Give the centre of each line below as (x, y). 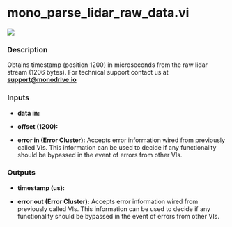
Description (28, 49)
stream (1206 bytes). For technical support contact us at (88, 72)
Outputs (22, 173)
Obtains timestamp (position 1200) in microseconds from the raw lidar (107, 65)
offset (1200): (38, 126)
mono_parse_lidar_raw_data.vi (98, 13)
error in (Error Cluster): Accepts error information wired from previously (121, 140)
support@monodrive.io (42, 80)
